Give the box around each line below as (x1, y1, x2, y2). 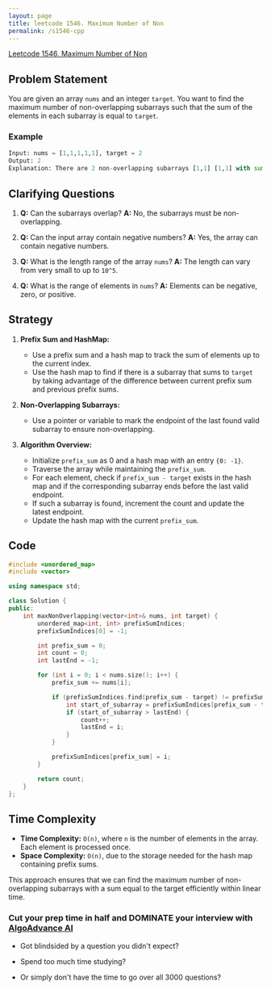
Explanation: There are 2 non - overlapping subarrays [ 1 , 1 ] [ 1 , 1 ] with (8, 165, 251, 173)
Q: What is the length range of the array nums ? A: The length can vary (19, 256, 251, 266)
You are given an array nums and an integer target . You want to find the (8, 94, 244, 103)
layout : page (8, 11, 52, 20)
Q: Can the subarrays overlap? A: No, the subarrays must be (19, 208, 222, 218)
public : (8, 605, 35, 613)
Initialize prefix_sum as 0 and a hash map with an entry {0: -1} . (31, 455, 244, 465)
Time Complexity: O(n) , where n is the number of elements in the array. (19, 833, 259, 844)
